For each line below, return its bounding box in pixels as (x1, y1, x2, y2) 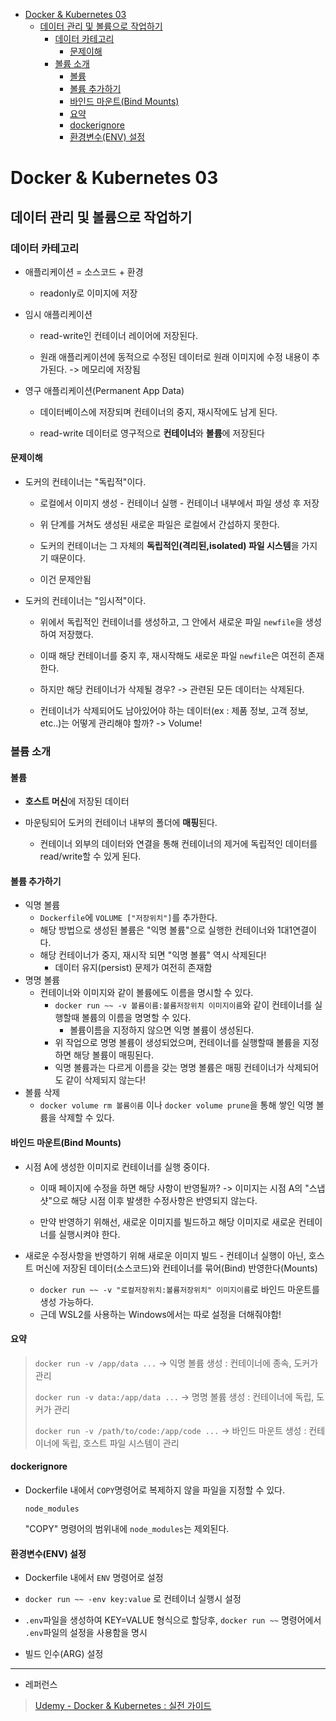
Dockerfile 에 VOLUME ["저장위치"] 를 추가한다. (39, 912, 218, 924)
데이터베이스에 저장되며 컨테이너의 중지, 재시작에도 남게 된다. (39, 405, 278, 418)
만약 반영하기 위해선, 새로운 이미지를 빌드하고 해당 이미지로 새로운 (39, 1215, 297, 1228)
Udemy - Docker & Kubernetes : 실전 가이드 (34, 1700, 212, 1712)
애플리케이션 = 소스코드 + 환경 (24, 265, 144, 278)
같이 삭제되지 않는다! (65, 1074, 147, 1086)
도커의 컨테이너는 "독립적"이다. (24, 476, 147, 488)
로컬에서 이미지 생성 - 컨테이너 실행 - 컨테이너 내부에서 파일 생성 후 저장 (39, 497, 320, 509)
